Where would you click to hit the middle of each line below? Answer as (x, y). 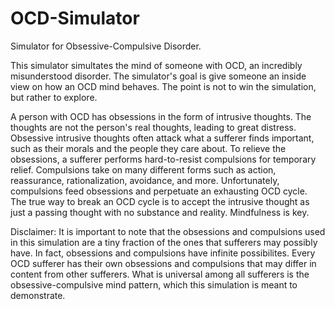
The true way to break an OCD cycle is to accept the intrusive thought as (160, 201)
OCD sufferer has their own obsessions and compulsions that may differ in (163, 263)
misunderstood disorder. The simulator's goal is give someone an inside (158, 76)
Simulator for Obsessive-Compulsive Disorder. (106, 46)
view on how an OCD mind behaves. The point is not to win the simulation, (163, 86)
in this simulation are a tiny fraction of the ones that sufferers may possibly (164, 242)
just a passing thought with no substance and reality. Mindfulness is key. (160, 212)
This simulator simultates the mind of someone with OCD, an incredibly (156, 65)
